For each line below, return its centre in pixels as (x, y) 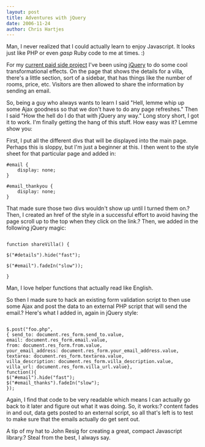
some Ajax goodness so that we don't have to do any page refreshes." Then (102, 109)
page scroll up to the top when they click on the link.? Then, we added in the (102, 222)
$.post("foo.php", (30, 329)
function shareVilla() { (38, 245)
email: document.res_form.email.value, (57, 340)
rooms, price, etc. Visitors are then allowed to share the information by (95, 85)
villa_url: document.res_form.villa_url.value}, (69, 367)
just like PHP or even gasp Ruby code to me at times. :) (76, 53)
